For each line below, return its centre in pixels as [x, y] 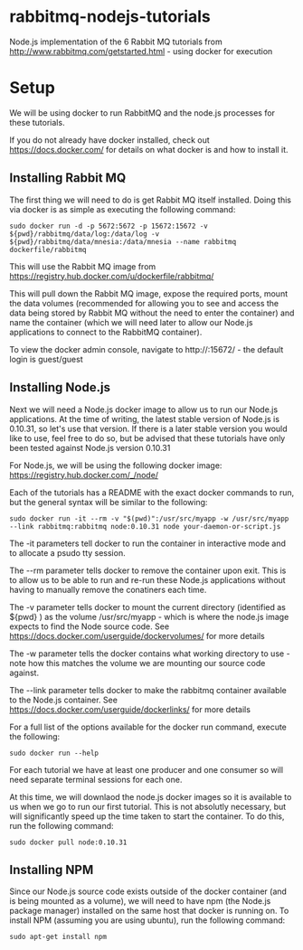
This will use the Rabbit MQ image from [83, 266]
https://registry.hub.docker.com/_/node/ [84, 475]
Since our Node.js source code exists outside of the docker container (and [148, 891]
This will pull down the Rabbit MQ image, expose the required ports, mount [148, 293]
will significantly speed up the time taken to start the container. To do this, [147, 816]
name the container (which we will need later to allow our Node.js [131, 322]
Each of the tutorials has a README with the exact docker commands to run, [152, 492]
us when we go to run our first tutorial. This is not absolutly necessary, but [148, 806]
